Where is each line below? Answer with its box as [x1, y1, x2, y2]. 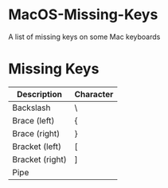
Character [74, 88, 114, 100]
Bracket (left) [12, 141, 62, 152]
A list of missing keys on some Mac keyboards [8, 32, 161, 41]
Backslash [12, 102, 51, 113]
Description [17, 88, 62, 100]
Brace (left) [12, 115, 55, 126]
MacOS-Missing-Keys [8, 6, 158, 24]
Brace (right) [12, 127, 61, 139]
